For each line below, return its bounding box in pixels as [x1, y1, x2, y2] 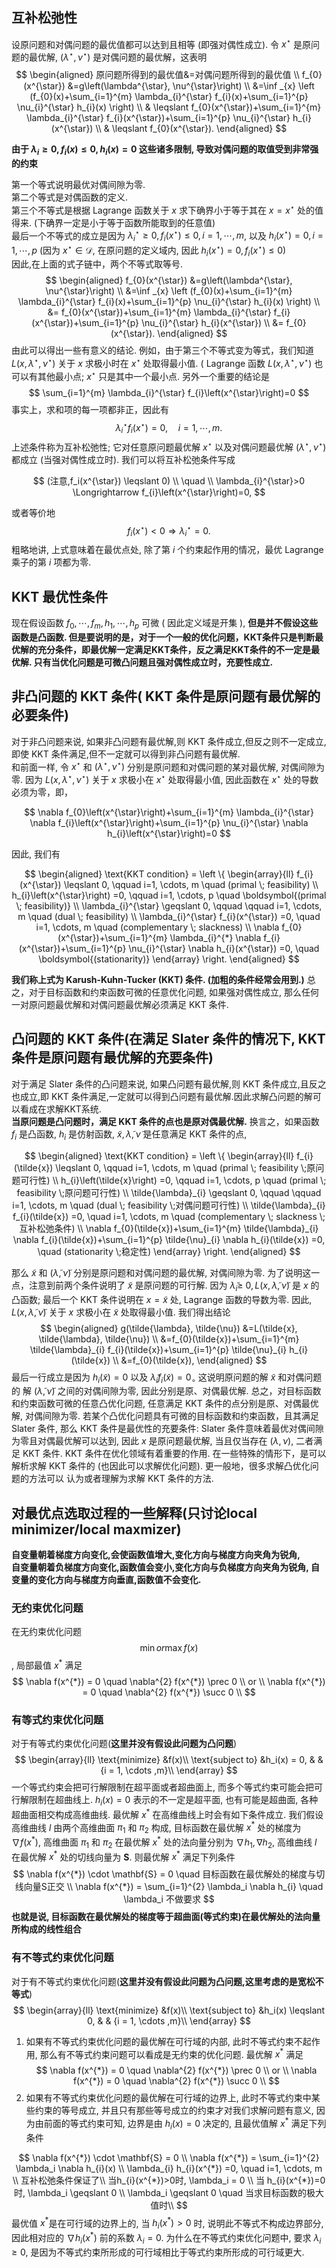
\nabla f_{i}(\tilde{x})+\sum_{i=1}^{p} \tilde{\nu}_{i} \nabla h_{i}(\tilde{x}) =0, [12, 1233, 326, 1245]
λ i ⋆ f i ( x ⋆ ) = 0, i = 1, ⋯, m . [115, 419, 223, 436]
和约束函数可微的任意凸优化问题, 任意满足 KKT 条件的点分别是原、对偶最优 [11, 1398, 319, 1410]
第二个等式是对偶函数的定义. [11, 191, 129, 203]
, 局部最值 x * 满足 [11, 1658, 83, 1672]
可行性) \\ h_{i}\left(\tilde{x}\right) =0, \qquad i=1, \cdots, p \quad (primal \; [20, 1174, 327, 1186]
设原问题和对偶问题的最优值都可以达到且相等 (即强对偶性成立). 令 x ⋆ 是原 [11, 36, 311, 50]
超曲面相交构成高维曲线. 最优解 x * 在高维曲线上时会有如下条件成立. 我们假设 [11, 1807, 324, 1820]
